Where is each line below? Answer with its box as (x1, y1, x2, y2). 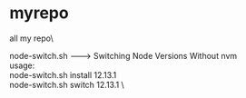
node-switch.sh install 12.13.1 (9, 69, 117, 80)
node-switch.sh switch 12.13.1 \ (9, 79, 124, 90)
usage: (9, 60, 35, 71)
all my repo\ (9, 33, 54, 44)
